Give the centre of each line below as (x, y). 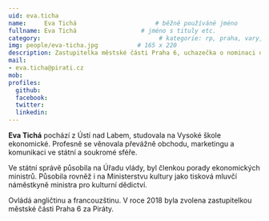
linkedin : (32, 113)
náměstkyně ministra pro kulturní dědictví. (78, 185)
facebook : (32, 98)
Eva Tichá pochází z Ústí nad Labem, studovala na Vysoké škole (115, 135)
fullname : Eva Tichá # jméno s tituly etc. (112, 30)
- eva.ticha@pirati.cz (46, 68)
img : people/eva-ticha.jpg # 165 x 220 (93, 46)
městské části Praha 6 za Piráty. (61, 209)
